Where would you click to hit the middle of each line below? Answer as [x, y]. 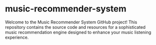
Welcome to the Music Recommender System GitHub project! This [71, 22]
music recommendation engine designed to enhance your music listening [78, 32]
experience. [17, 37]
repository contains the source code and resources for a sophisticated [75, 27]
